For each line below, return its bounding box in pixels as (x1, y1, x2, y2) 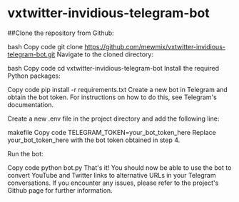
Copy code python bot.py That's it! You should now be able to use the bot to (7, 163, 232, 172)
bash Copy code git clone (7, 42, 83, 51)
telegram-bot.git (7, 50, 56, 59)
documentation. (7, 100, 54, 108)
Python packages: (7, 71, 61, 80)
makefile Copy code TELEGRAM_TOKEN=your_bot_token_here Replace (7, 128, 216, 136)
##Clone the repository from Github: (7, 29, 114, 37)
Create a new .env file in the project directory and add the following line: (7, 114, 220, 123)
